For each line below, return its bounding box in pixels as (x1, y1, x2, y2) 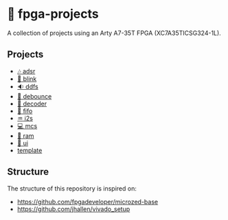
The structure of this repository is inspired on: (7, 184, 137, 193)
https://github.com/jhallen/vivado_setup (16, 205, 130, 213)
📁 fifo (16, 106, 33, 115)
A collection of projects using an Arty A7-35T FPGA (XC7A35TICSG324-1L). (7, 29, 221, 37)
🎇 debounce (16, 92, 52, 100)
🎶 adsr (16, 66, 36, 75)
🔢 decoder (16, 99, 47, 108)
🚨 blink (16, 75, 37, 83)
